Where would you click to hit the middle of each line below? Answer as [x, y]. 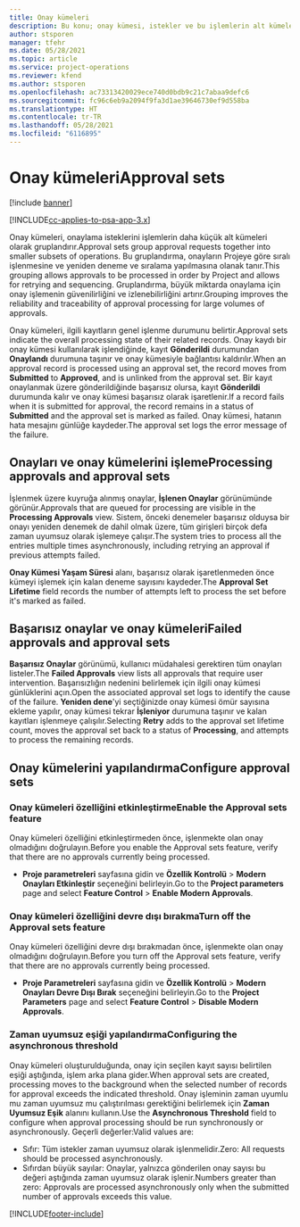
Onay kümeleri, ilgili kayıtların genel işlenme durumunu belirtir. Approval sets [149, 330]
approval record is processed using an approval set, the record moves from [148, 368]
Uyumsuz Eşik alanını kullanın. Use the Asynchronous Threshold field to [143, 1113]
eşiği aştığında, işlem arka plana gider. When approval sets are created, [139, 1074]
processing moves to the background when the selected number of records [148, 1084]
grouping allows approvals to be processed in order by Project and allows [145, 275]
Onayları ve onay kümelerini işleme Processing [141, 463]
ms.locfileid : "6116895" [55, 134]
